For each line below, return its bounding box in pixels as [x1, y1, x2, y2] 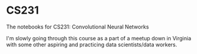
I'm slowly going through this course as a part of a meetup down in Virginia [6, 34, 192, 42]
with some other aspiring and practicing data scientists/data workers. [6, 41, 178, 48]
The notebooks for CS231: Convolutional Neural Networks [6, 23, 149, 30]
